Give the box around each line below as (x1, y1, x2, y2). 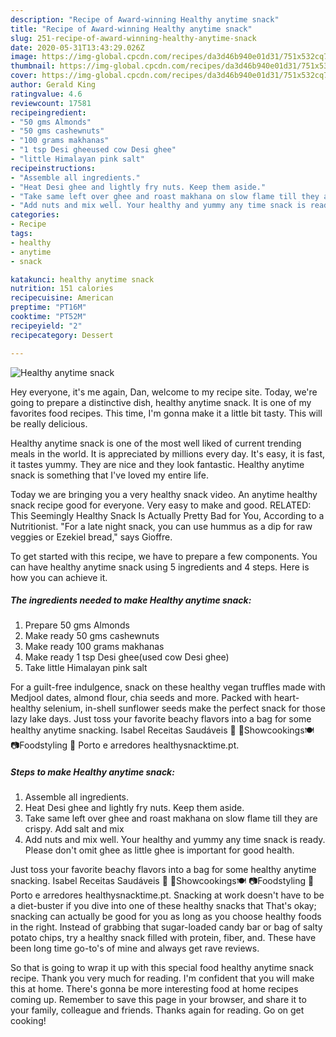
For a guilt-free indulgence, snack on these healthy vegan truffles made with (10, 681, 326, 693)
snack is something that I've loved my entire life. (10, 469, 209, 481)
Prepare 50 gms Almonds (24, 619, 130, 631)
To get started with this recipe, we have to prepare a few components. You (10, 550, 318, 562)
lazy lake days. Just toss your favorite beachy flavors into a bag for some (10, 713, 312, 725)
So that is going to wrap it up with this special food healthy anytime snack (10, 962, 315, 974)
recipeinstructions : (10, 163, 97, 173)
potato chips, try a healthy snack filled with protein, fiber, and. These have (10, 932, 317, 944)
